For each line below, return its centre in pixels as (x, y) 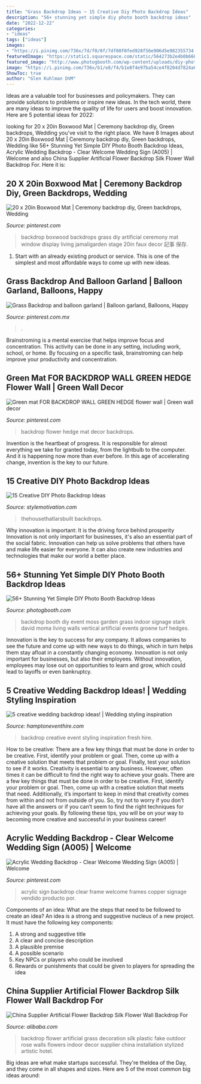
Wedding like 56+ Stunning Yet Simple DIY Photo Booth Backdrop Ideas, (95, 146)
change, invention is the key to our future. (58, 462)
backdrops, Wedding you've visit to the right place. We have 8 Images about (100, 133)
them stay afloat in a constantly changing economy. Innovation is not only (97, 653)
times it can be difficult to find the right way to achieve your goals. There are (100, 775)
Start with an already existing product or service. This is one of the (97, 256)
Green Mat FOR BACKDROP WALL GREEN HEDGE (99, 378)
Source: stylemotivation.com (42, 507)
